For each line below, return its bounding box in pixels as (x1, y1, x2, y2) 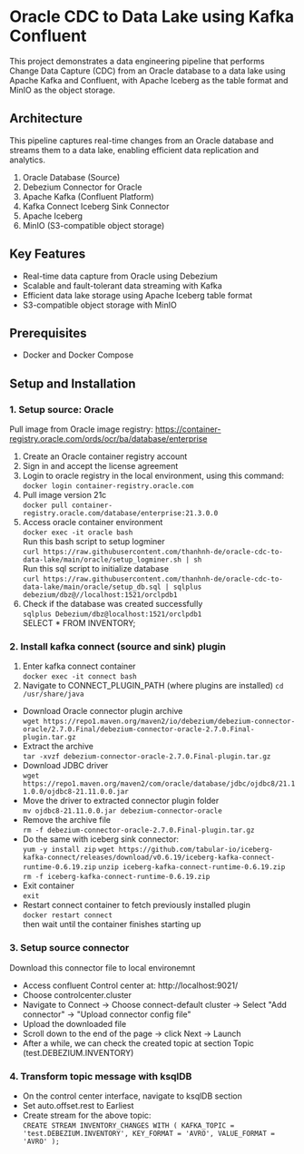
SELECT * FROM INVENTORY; (22, 618, 136, 629)
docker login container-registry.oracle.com (22, 482, 194, 491)
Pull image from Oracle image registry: (9, 424, 154, 435)
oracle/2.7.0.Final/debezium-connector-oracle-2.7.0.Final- (22, 725, 255, 734)
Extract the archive (22, 741, 93, 752)
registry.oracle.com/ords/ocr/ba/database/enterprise (9, 434, 208, 445)
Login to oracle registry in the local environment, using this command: (22, 470, 284, 482)
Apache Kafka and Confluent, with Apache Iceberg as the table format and (9, 74, 289, 85)
